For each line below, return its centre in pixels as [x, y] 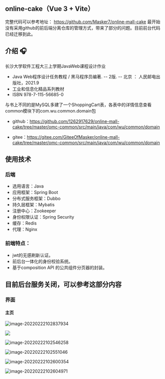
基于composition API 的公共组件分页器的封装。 [60, 267]
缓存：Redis [24, 223]
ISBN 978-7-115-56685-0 [38, 94]
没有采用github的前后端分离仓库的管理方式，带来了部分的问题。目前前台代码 [83, 28]
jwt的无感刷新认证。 [33, 255]
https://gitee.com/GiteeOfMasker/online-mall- [73, 137]
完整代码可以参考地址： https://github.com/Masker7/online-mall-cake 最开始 [83, 22]
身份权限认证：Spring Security [43, 217]
